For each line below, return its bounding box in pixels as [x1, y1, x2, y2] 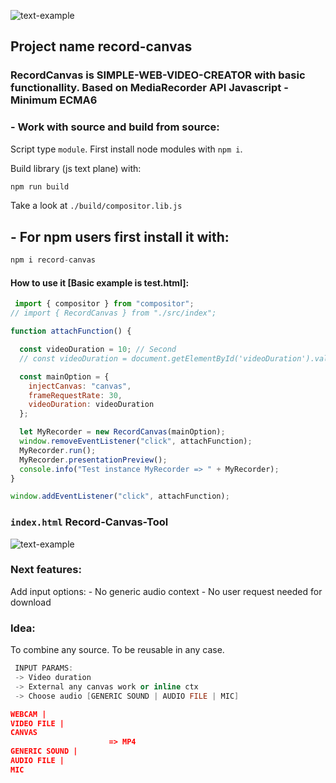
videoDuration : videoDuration [28, 400, 155, 410]
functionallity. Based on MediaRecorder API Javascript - [10, 81, 289, 95]
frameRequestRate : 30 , [28, 390, 123, 400]
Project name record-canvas [10, 38, 193, 55]
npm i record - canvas [10, 255, 97, 265]
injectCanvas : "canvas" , [28, 381, 132, 391]
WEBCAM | [10, 709, 47, 719]
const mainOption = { [19, 371, 110, 382]
